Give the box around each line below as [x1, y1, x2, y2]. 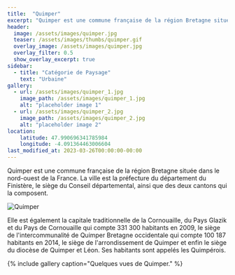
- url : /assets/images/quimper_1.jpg [13, 88, 124, 95]
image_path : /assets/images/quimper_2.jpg [20, 114, 145, 121]
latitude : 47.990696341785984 [20, 134, 108, 141]
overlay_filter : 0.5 [13, 50, 73, 57]
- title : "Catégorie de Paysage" [13, 69, 111, 76]
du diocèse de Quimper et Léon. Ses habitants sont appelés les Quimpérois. [7, 246, 226, 254]
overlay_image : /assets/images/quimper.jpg [13, 43, 142, 50]
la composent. [7, 189, 49, 197]
